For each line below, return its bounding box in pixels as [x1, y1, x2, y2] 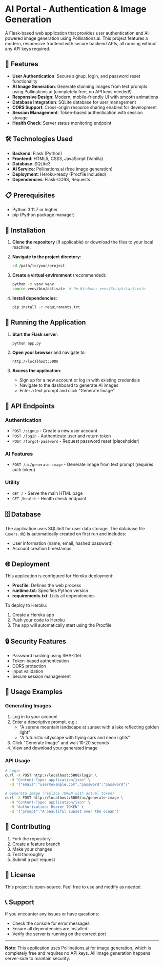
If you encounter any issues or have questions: [5, 911, 99, 917]
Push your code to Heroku [12, 617, 65, 623]
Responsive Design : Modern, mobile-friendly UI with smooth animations [12, 94, 159, 100]
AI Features [5, 450, 33, 457]
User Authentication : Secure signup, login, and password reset [12, 73, 141, 79]
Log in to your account [12, 713, 58, 720]
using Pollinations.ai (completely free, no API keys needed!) [12, 88, 132, 94]
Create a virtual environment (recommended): [12, 272, 107, 278]
